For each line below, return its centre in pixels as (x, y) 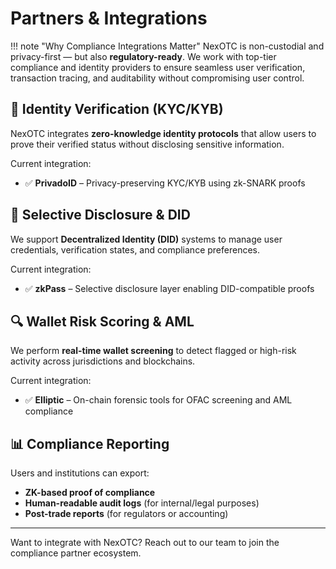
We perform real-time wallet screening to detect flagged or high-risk (153, 351)
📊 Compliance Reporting (90, 443)
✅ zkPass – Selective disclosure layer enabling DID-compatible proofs (169, 288)
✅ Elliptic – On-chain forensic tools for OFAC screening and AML (158, 400)
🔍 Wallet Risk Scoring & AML (102, 321)
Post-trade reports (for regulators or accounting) (126, 514)
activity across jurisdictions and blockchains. (103, 361)
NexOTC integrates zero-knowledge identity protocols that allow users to (163, 133)
